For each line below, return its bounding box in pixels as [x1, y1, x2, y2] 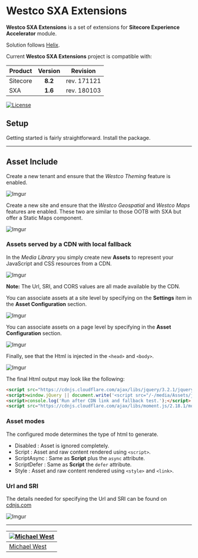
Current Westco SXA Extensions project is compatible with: [6, 52, 152, 60]
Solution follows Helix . [6, 41, 60, 48]
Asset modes [6, 417, 45, 425]
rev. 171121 [65, 77, 101, 85]
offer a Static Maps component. [6, 214, 83, 221]
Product [9, 67, 32, 75]
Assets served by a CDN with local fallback [6, 240, 131, 248]
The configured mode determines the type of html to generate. [6, 431, 159, 438]
